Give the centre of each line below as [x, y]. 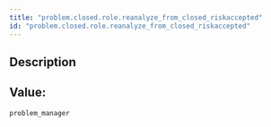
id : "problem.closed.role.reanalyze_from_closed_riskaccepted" [130, 26]
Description [43, 62]
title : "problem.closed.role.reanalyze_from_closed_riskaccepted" [136, 17]
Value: [28, 93]
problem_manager [39, 113]
